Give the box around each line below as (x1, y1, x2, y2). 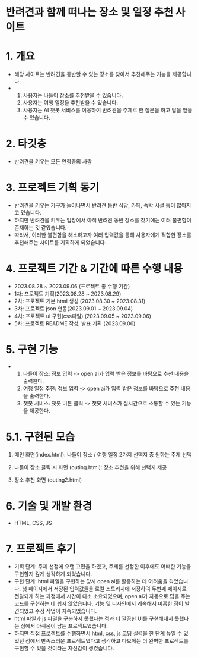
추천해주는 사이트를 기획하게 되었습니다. (14, 239, 107, 246)
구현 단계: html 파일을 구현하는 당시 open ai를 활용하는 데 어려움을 (14, 577, 168, 584)
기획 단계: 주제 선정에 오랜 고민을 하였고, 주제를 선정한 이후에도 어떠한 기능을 (14, 562, 191, 570)
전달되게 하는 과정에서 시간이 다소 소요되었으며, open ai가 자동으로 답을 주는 (14, 592, 191, 599)
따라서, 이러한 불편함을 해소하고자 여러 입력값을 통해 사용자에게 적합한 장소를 (14, 231, 192, 238)
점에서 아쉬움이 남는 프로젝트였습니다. (20, 622, 108, 629)
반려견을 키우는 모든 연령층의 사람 (14, 158, 92, 165)
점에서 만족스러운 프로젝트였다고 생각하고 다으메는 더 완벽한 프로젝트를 (25, 637, 189, 644)
